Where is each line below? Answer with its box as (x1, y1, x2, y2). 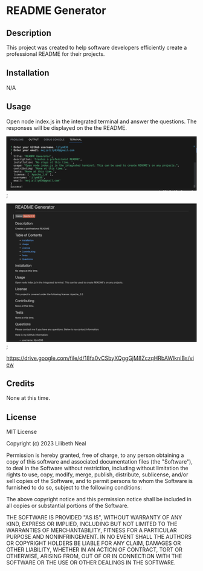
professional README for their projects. (6, 50, 105, 58)
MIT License (6, 428, 37, 436)
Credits (6, 378, 35, 388)
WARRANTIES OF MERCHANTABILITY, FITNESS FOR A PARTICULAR (6, 527, 177, 534)
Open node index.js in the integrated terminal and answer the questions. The (6, 118, 197, 125)
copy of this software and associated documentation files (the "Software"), (6, 458, 193, 465)
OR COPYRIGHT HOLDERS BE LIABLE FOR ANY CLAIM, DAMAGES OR (6, 539, 181, 547)
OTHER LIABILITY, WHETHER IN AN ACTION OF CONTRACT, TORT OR (6, 546, 182, 553)
